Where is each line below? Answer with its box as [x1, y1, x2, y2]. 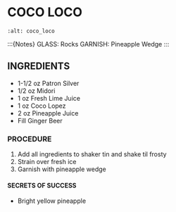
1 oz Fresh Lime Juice [17, 94, 81, 102]
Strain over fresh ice [17, 158, 77, 166]
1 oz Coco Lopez [17, 101, 66, 110]
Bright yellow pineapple [17, 197, 87, 205]
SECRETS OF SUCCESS [7, 181, 77, 189]
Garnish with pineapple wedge [17, 165, 107, 173]
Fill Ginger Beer [17, 116, 63, 125]
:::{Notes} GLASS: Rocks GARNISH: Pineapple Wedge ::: [7, 39, 170, 48]
